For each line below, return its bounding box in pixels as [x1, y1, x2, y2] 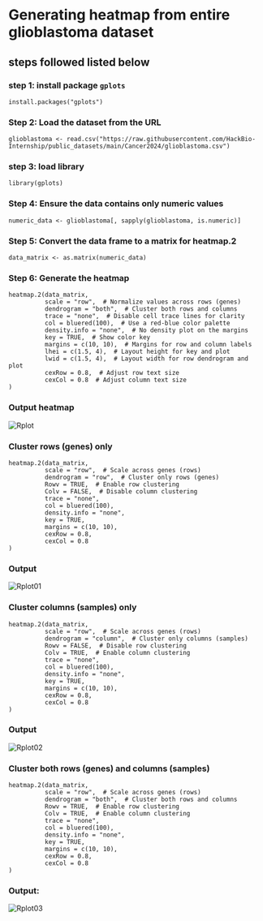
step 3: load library [8, 161, 85, 172]
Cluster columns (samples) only [8, 602, 137, 613]
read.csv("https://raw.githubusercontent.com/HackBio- [66, 136, 256, 144]
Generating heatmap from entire [8, 6, 231, 24]
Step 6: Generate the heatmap [8, 272, 130, 283]
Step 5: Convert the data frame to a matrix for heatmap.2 [8, 235, 237, 247]
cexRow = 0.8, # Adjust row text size [44, 369, 180, 377]
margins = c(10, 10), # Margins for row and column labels [44, 341, 252, 349]
